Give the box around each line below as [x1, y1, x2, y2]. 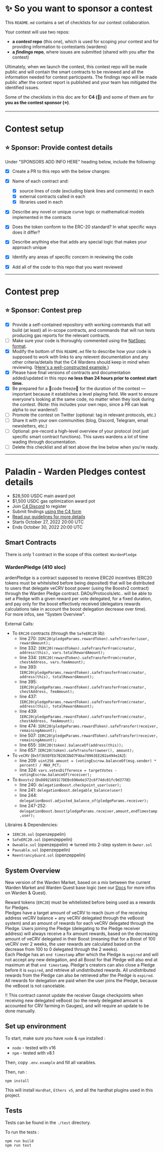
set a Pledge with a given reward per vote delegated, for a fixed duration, [5, 596, 152, 602]
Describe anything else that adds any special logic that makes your [12, 239, 147, 245]
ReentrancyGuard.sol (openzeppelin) [12, 852, 86, 858]
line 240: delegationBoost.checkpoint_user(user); [19, 782, 122, 788]
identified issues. [5, 84, 40, 90]
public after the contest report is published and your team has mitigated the [5, 79, 157, 85]
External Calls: [5, 621, 34, 627]
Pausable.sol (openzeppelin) [12, 847, 71, 853]
